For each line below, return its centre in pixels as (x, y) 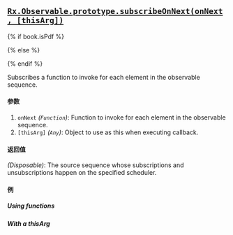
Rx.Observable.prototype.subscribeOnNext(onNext (115, 12)
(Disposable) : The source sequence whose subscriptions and (96, 165)
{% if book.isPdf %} (36, 36)
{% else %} (24, 50)
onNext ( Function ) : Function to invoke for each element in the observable (121, 117)
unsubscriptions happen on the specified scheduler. (82, 173)
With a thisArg (29, 223)
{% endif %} (25, 64)
